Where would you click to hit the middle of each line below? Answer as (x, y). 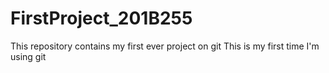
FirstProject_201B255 (101, 18)
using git (28, 56)
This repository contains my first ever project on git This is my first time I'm (165, 46)
